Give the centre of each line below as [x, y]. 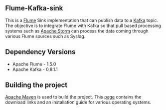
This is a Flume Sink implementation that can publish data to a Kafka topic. [82, 20]
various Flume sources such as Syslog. [45, 36]
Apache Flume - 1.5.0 [34, 64]
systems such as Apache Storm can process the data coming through [77, 31]
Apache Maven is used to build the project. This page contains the [73, 97]
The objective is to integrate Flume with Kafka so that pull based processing [83, 25]
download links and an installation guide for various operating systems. [78, 102]
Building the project [36, 85]
